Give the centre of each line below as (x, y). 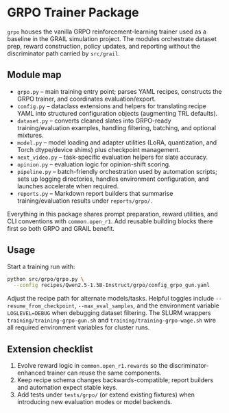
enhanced (31, 373)
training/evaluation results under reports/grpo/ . (84, 201)
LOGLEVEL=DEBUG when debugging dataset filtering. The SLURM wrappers (109, 313)
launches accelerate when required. (68, 186)
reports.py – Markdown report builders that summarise (95, 193)
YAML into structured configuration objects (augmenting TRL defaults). (117, 113)
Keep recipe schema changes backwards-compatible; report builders (115, 380)
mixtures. (30, 135)
